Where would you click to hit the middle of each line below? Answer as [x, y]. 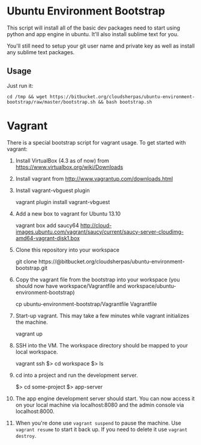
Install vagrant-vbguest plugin [52, 190]
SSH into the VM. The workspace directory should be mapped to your [102, 345]
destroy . [26, 435]
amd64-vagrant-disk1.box [48, 238]
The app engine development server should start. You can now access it [105, 398]
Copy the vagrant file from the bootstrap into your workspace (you [98, 279]
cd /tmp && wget [27, 97]
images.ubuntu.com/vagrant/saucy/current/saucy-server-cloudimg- [100, 232]
